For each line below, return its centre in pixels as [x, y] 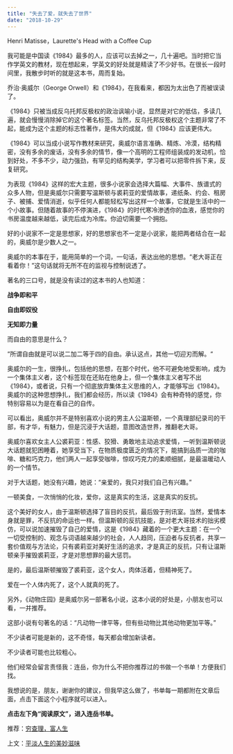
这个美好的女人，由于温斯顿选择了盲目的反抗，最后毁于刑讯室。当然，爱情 [113, 511]
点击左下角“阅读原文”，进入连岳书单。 [62, 713]
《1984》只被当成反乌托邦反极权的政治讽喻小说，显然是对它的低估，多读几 [114, 111]
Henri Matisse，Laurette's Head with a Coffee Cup [79, 41]
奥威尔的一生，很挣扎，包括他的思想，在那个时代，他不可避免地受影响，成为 [116, 368]
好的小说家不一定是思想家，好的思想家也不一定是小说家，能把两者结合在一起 [116, 233]
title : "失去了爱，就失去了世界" [50, 14]
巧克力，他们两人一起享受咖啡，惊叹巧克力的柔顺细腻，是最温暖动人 [128, 459]
